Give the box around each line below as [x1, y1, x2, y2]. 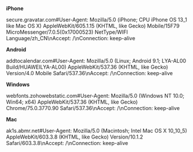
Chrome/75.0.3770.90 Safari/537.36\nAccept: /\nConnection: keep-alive [6, 105, 180, 111]
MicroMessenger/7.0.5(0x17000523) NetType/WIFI [6, 29, 128, 36]
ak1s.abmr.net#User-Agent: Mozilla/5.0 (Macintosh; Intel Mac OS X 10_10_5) [6, 128, 187, 134]
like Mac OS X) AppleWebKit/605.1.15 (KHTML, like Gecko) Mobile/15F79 [6, 23, 180, 29]
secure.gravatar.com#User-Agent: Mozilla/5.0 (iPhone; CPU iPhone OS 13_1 [6, 16, 187, 23]
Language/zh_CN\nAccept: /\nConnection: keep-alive [6, 35, 136, 41]
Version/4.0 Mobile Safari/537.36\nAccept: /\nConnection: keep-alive [6, 70, 173, 76]
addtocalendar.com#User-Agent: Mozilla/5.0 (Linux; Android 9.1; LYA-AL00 [6, 58, 187, 64]
